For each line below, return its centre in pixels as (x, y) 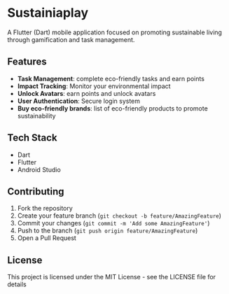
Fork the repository (45, 209)
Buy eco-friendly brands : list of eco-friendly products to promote (112, 108)
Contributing (36, 191)
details (17, 284)
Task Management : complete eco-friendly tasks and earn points (111, 78)
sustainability (36, 115)
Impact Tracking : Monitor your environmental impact (94, 86)
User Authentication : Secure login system (79, 101)
